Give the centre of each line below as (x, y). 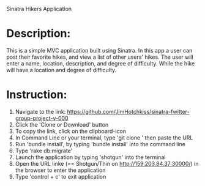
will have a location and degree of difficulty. (61, 70)
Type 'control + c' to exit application (61, 176)
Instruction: (37, 95)
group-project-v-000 (42, 118)
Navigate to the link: (40, 111)
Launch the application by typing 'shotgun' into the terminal (90, 157)
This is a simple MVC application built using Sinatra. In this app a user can (99, 50)
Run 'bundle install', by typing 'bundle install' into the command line (100, 144)
